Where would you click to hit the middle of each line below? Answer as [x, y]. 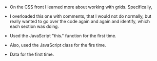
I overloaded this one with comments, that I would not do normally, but [80, 16]
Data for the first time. [32, 54]
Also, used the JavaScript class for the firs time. [58, 45]
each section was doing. [34, 26]
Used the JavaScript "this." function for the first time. [63, 36]
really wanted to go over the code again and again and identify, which [80, 21]
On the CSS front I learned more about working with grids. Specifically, [81, 7]
